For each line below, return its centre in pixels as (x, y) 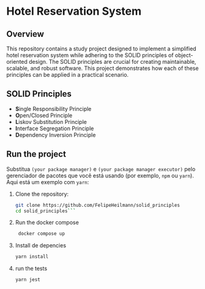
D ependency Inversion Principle (55, 135)
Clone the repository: (42, 194)
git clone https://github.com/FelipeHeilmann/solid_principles (98, 205)
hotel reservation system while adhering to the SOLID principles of (90, 55)
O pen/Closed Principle (44, 115)
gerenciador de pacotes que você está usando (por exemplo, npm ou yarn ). (100, 175)
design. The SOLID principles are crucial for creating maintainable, (112, 62)
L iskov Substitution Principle (51, 121)
